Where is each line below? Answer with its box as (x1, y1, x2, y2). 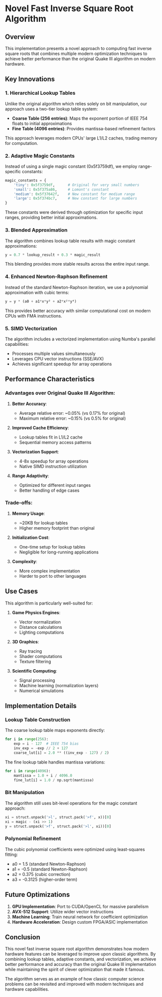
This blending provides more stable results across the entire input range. (5, 261, 150, 267)
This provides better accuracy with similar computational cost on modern (5, 307, 151, 314)
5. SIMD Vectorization (5, 325, 57, 332)
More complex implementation (19, 568, 80, 574)
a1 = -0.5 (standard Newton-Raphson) (12, 866, 88, 872)
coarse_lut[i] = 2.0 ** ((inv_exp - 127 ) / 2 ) (14, 750, 109, 755)
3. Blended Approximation (5, 227, 68, 233)
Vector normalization (19, 619, 61, 625)
